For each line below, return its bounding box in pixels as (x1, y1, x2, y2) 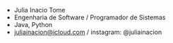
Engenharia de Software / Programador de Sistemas (13, 13, 166, 21)
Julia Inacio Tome (13, 6, 66, 14)
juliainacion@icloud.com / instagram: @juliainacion (13, 28, 162, 36)
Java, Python (13, 21, 53, 28)
